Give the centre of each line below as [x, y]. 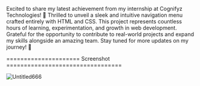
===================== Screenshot [58, 59]
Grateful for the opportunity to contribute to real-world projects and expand [100, 34]
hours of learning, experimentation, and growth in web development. [92, 28]
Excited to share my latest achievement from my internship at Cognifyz [95, 9]
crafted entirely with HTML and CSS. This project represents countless [94, 21]
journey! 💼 [19, 47]
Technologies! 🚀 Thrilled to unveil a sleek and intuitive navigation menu [95, 15]
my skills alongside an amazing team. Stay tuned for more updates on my [98, 41]
